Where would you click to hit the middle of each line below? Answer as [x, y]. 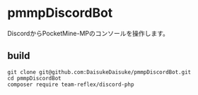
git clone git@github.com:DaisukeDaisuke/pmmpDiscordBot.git [99, 72]
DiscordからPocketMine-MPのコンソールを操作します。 [88, 33]
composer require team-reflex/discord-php [71, 84]
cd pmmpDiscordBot [34, 78]
